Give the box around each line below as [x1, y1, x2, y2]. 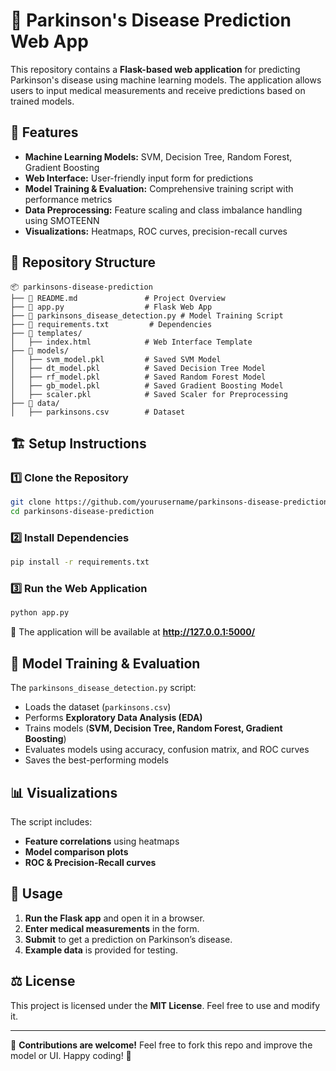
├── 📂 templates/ [10, 328, 83, 338]
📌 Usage [10, 885, 63, 903]
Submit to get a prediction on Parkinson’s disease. [24, 933, 233, 945]
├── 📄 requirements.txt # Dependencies [10, 319, 213, 329]
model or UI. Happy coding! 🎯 [10, 1049, 132, 1061]
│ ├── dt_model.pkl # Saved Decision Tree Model [10, 363, 267, 373]
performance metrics [24, 193, 113, 205]
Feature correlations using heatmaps [24, 835, 180, 847]
